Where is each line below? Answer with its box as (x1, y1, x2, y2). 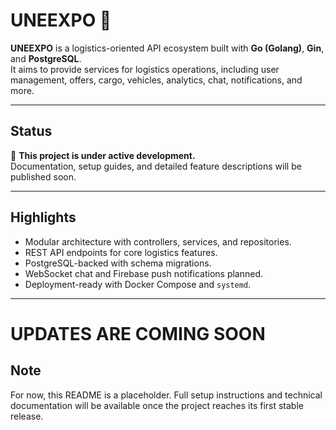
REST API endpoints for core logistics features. (24, 246, 218, 258)
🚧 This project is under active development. (10, 149, 196, 161)
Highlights (10, 209, 77, 226)
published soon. (10, 170, 77, 183)
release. (10, 410, 44, 422)
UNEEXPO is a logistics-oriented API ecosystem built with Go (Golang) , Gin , (10, 42, 325, 54)
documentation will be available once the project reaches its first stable (10, 399, 304, 411)
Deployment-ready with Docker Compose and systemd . (24, 278, 252, 290)
